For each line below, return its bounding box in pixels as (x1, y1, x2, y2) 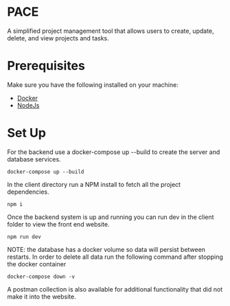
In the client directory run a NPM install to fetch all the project (7, 180, 181, 188)
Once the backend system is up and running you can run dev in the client (7, 213, 214, 221)
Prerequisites (7, 58, 86, 74)
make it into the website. (7, 292, 77, 301)
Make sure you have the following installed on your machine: (7, 80, 179, 89)
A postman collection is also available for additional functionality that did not (7, 285, 223, 293)
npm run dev (7, 233, 41, 240)
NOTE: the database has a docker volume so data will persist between (7, 245, 206, 253)
